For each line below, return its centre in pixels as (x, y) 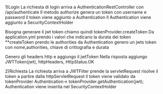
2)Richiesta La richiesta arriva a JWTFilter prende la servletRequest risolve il (81, 71)
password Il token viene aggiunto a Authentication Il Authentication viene (78, 17)
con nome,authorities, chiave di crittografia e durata (57, 47)
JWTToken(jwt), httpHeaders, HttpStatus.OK (50, 62)
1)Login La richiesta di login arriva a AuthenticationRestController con (74, 7)
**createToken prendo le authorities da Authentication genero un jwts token (81, 42)
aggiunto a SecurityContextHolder (39, 22)
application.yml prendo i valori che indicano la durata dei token (68, 37)
